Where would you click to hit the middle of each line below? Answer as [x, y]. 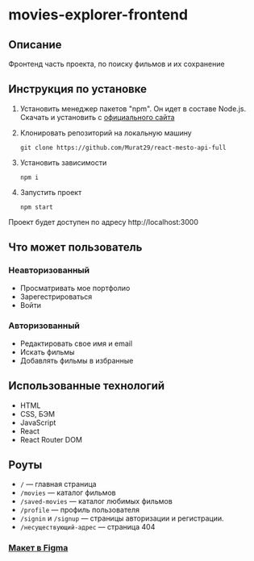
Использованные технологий [87, 386]
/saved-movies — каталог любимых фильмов [96, 501]
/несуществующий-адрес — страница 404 [87, 527]
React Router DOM [51, 439]
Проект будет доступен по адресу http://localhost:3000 [104, 222]
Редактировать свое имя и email [76, 343]
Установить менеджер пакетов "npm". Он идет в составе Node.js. [133, 108]
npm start [37, 207]
